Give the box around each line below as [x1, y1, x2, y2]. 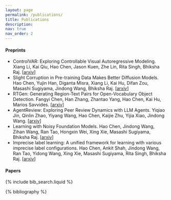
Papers [5, 167, 21, 173]
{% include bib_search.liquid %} [5, 179, 73, 185]
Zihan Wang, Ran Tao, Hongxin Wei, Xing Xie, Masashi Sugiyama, [12, 129, 151, 135]
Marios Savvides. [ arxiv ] [12, 102, 65, 108]
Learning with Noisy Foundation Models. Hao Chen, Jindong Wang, [12, 123, 155, 130]
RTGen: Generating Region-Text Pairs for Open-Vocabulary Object [12, 91, 153, 97]
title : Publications [5, 17, 50, 22]
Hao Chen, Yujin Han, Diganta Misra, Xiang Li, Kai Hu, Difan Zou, [12, 80, 149, 86]
